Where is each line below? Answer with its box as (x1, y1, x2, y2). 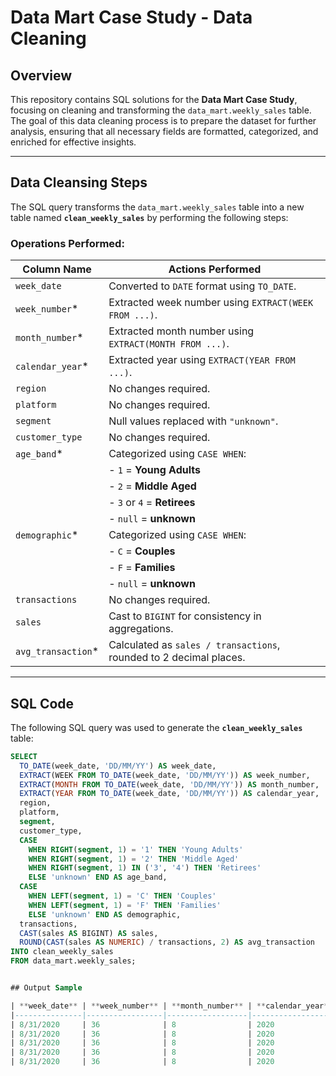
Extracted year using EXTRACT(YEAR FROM (108, 353, 296, 367)
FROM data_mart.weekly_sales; (10, 956, 137, 966)
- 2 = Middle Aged (108, 479, 197, 493)
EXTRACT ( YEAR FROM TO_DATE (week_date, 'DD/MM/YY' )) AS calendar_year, (19, 789, 320, 799)
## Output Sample (10, 983, 83, 993)
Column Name (22, 262, 92, 276)
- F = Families (108, 561, 176, 575)
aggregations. (108, 622, 174, 636)
